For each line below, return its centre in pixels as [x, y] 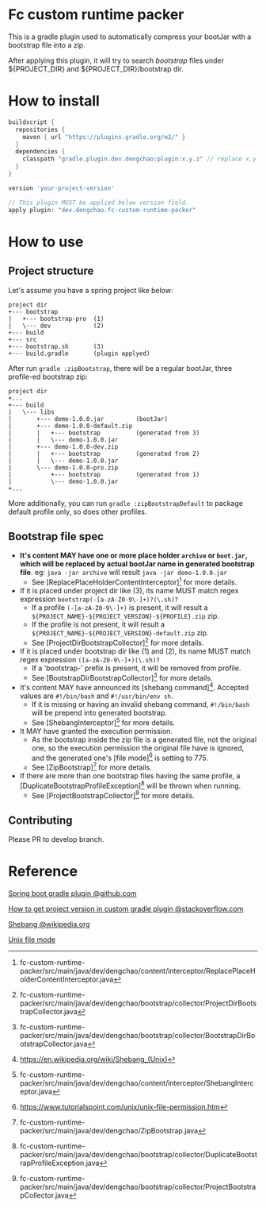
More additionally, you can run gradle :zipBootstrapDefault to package [126, 503]
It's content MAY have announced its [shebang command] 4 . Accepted [134, 687]
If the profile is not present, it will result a [98, 624]
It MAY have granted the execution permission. [96, 731]
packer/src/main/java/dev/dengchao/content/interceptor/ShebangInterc [137, 1083]
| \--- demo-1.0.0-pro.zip [63, 467]
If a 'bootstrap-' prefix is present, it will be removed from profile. [136, 668]
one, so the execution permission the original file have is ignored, [138, 747]
